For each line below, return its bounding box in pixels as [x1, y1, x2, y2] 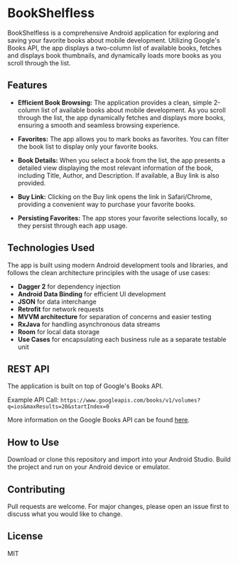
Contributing [7, 483, 65, 495]
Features [7, 80, 48, 92]
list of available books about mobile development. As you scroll [41, 105, 226, 114]
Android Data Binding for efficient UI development [17, 289, 166, 298]
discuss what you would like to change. [7, 510, 123, 518]
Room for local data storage [17, 327, 100, 336]
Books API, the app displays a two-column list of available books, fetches [7, 43, 222, 52]
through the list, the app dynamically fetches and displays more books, [17, 113, 225, 122]
